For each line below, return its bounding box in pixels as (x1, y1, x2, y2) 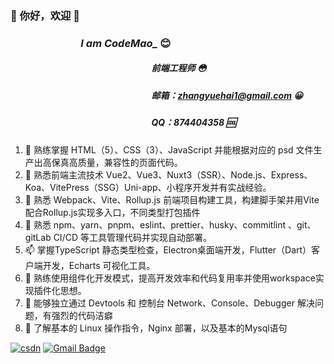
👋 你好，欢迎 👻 (10, 8, 81, 22)
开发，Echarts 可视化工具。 (42, 259, 156, 271)
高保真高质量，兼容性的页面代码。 (42, 156, 183, 168)
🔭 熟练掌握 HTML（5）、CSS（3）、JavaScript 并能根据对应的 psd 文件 (24, 143, 314, 156)
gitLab (24, 231, 52, 243)
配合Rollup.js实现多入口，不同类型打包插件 (24, 206, 201, 218)
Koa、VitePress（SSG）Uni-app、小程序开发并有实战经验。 (24, 181, 272, 193)
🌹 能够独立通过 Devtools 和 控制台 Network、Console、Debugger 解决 (24, 297, 315, 309)
